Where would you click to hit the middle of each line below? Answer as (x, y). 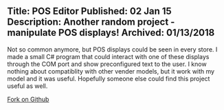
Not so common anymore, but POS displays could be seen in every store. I (112, 49)
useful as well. (27, 86)
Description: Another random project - (91, 22)
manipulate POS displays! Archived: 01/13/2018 (111, 33)
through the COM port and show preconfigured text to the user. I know (107, 64)
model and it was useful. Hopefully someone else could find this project (109, 78)
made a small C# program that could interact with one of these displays (108, 56)
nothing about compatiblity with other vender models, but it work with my (111, 71)
